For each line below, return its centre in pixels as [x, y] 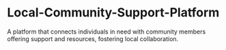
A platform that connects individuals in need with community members [107, 32]
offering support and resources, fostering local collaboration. [93, 38]
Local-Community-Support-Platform [113, 13]
